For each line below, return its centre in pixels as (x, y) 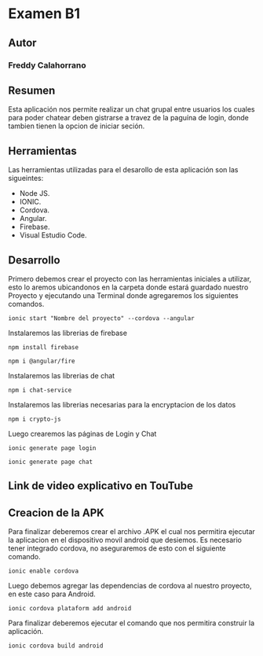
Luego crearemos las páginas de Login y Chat (82, 433)
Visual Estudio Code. (53, 235)
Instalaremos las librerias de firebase (68, 333)
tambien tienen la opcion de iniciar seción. (77, 126)
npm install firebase (44, 347)
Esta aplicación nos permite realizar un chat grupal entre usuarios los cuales (131, 109)
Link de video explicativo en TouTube (101, 486)
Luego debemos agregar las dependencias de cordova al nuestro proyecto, (130, 586)
